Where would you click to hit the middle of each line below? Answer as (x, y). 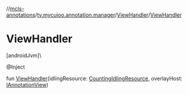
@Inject (16, 67)
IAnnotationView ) (28, 84)
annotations (21, 15)
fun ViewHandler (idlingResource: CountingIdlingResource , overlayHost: (94, 78)
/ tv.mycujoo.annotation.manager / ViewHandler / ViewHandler (108, 15)
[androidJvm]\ (24, 55)
